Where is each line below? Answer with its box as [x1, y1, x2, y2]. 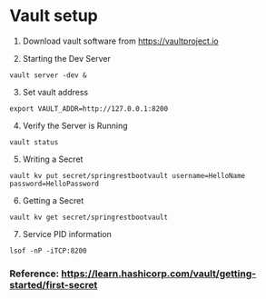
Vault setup [9, 5, 98, 26]
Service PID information [22, 228, 112, 239]
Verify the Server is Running [22, 120, 129, 131]
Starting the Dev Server [22, 53, 111, 64]
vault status [9, 137, 59, 146]
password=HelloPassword [9, 179, 100, 188]
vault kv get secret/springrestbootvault [9, 213, 169, 222]
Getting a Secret [22, 194, 84, 205]
